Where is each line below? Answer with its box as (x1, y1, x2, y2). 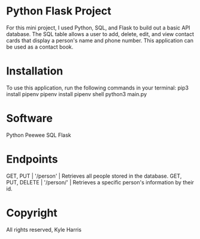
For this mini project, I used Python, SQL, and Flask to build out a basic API (6, 24, 190, 31)
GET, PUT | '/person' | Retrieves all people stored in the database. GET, (6, 172, 182, 180)
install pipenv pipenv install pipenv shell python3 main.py (6, 90, 147, 97)
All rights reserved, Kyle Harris (6, 226, 82, 233)
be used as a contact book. (6, 43, 74, 50)
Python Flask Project (6, 4, 112, 18)
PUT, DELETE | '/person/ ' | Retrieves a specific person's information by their (6, 178, 195, 186)
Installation (6, 64, 63, 78)
